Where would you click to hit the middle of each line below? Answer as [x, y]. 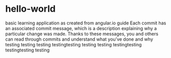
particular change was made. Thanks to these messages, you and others [82, 34]
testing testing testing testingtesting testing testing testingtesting [74, 44]
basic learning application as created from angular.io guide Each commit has [86, 23]
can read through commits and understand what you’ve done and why [79, 39]
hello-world [31, 9]
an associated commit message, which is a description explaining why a [81, 28]
